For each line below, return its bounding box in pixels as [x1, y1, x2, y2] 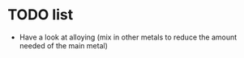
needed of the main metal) [19, 40, 109, 50]
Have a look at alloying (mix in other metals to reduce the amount [19, 32, 238, 42]
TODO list [7, 6, 74, 24]
